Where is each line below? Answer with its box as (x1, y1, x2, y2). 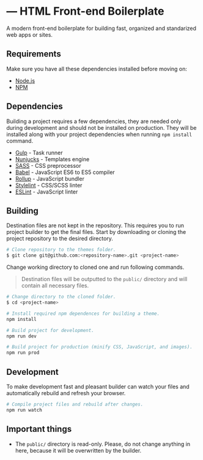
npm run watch (6, 407, 43, 413)
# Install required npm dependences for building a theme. (6, 311, 160, 317)
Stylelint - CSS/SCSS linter (15, 181, 83, 189)
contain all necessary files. (21, 282, 89, 289)
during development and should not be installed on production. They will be (6, 124, 197, 131)
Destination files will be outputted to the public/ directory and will (21, 276, 188, 283)
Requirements (6, 49, 61, 59)
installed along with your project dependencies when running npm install (6, 130, 193, 138)
